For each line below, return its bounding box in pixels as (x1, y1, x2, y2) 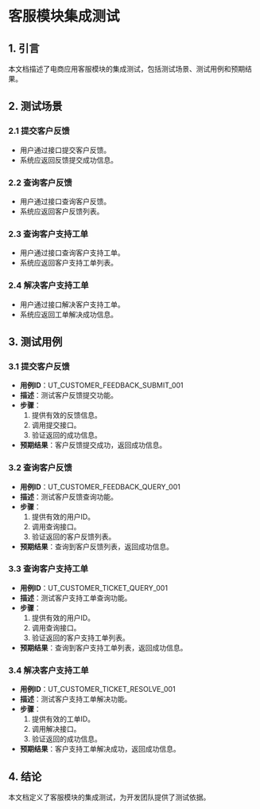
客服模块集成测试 (8, 7, 121, 26)
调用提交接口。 (31, 420, 81, 430)
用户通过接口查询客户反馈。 (19, 196, 111, 206)
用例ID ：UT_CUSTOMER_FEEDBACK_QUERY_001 (19, 481, 180, 491)
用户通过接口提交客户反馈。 (19, 145, 111, 155)
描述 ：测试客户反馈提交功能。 (19, 391, 118, 400)
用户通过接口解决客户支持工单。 (19, 300, 125, 309)
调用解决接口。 (31, 725, 81, 734)
